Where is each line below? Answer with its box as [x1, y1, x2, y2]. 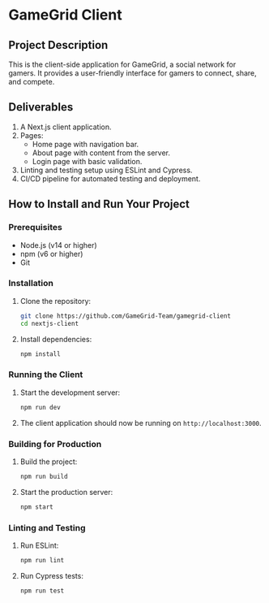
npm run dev [19, 403, 61, 411]
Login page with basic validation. [32, 156, 143, 166]
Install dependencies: [19, 334, 92, 344]
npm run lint [19, 556, 65, 564]
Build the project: [19, 457, 78, 466]
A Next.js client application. [19, 122, 112, 132]
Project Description [8, 38, 109, 52]
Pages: [19, 130, 44, 140]
